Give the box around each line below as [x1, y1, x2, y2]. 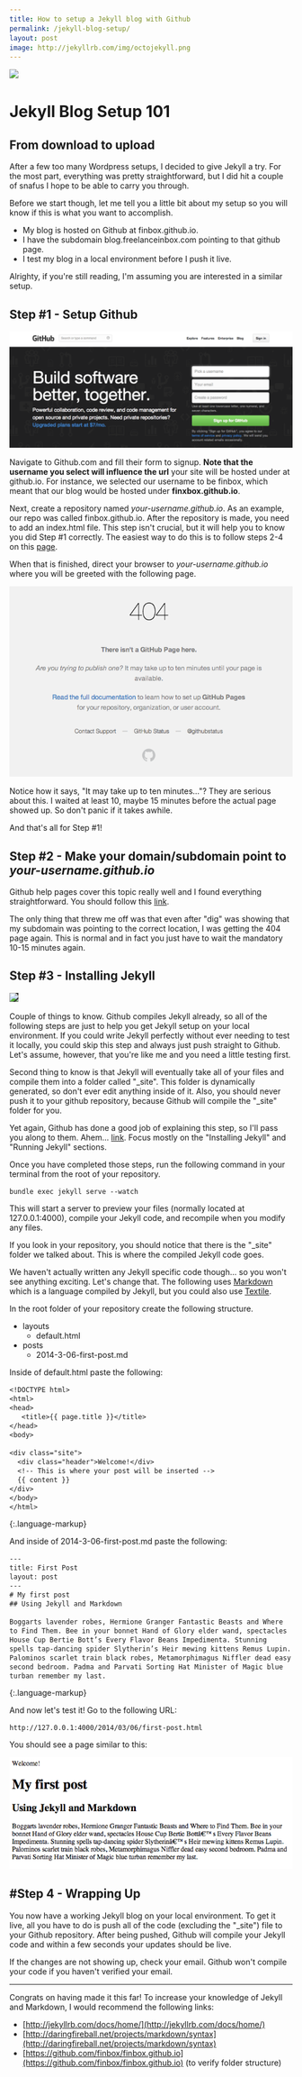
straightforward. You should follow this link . [9, 897, 170, 907]
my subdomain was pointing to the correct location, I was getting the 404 [9, 924, 281, 934]
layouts [22, 1320, 49, 1331]
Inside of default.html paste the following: [9, 1366, 164, 1378]
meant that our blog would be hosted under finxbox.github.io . [9, 485, 241, 496]
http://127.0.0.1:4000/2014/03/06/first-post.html [9, 1723, 203, 1732]
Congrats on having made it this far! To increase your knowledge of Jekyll [9, 1991, 283, 2002]
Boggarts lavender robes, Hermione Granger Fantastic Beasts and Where [9, 1617, 283, 1626]
